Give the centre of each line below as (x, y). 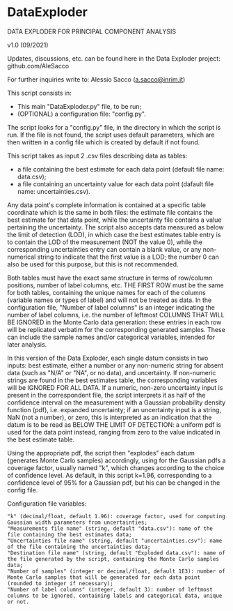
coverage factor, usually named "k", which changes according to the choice (116, 467)
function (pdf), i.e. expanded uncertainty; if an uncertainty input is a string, (114, 409)
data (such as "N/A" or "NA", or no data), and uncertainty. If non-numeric (112, 372)
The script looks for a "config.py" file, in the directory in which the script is (114, 127)
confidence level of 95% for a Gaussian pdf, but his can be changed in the (114, 483)
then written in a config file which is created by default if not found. (104, 142)
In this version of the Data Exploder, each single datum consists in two (108, 358)
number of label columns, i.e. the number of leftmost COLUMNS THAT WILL (116, 315)
